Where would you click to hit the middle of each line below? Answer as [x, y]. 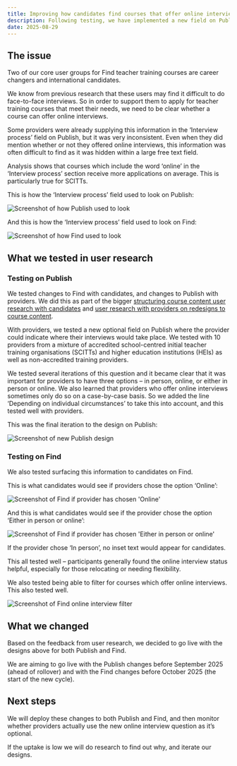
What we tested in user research [80, 258]
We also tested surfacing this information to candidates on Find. [100, 472]
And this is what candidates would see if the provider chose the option [110, 513]
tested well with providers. [46, 411]
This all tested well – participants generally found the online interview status [117, 561]
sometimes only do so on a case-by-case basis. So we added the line [108, 395]
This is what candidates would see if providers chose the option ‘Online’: [113, 486]
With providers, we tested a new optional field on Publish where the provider [119, 330]
